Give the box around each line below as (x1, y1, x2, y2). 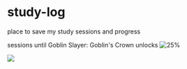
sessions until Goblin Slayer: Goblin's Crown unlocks (7, 40, 158, 49)
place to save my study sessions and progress (7, 27, 141, 36)
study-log (7, 4, 66, 20)
